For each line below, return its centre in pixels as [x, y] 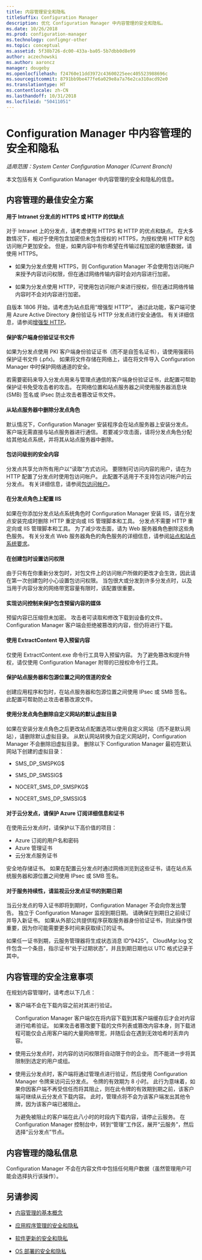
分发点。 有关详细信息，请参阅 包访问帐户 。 [60, 484]
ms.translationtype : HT [36, 85]
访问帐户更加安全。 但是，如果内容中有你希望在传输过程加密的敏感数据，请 [99, 246]
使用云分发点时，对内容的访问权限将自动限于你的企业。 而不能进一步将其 [105, 1054]
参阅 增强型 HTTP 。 [46, 322]
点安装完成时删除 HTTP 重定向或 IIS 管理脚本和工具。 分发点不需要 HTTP [96, 521]
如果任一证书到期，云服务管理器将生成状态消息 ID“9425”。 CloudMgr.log [96, 941]
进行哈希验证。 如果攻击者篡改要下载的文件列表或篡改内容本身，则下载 [103, 1026]
